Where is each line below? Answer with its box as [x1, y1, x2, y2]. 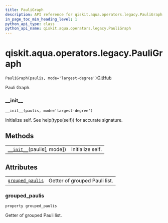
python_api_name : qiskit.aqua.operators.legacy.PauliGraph [5, 26, 131, 31]
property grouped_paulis [5, 203, 57, 208]
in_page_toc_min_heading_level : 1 [5, 17, 78, 22]
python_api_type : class [5, 21, 55, 27]
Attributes [5, 163, 38, 171]
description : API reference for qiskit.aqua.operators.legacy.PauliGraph [5, 12, 163, 17]
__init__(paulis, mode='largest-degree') [5, 108, 93, 113]
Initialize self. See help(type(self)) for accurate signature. [5, 117, 123, 123]
